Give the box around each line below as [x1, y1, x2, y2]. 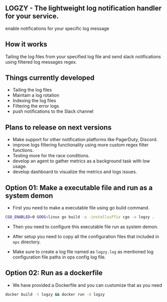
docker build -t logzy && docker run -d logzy [5, 292, 105, 297]
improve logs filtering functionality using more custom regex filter [12, 142, 149, 148]
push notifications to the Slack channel [12, 108, 94, 114]
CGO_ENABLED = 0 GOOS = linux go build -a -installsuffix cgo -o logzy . [5, 214, 155, 220]
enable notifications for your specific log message [5, 25, 109, 31]
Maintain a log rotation [12, 92, 60, 98]
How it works [5, 40, 47, 49]
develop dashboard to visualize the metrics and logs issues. [12, 169, 137, 175]
